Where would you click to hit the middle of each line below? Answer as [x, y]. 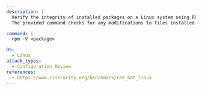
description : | [25, 12]
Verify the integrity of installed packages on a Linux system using [100, 17]
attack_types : [24, 61]
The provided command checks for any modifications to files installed [103, 23]
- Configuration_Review [41, 66]
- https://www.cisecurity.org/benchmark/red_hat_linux [82, 77]
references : [21, 72]
